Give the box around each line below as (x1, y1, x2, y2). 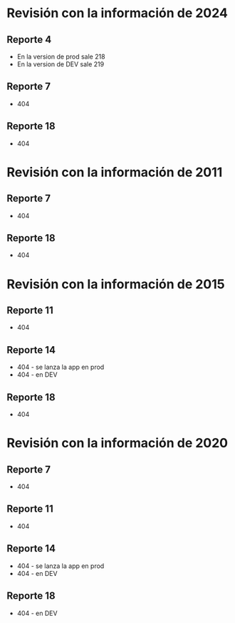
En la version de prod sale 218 (16, 52, 105, 61)
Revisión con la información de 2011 (6, 164, 223, 180)
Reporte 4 (6, 34, 52, 46)
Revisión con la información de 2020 (6, 435, 229, 451)
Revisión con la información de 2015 (6, 276, 225, 292)
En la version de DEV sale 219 (16, 60, 105, 69)
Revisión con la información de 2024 (6, 5, 229, 21)
